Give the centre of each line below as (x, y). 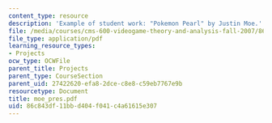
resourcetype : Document (49, 91)
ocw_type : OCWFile (39, 61)
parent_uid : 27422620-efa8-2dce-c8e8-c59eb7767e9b (96, 83)
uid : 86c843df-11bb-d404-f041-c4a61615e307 (83, 106)
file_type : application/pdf (56, 38)
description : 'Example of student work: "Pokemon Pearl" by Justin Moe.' (136, 23)
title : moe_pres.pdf (43, 99)
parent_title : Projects (49, 69)
